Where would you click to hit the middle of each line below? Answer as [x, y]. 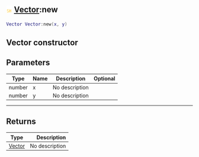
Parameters [28, 63]
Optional [105, 79]
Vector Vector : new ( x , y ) [37, 24]
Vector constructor [42, 43]
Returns [21, 121]
